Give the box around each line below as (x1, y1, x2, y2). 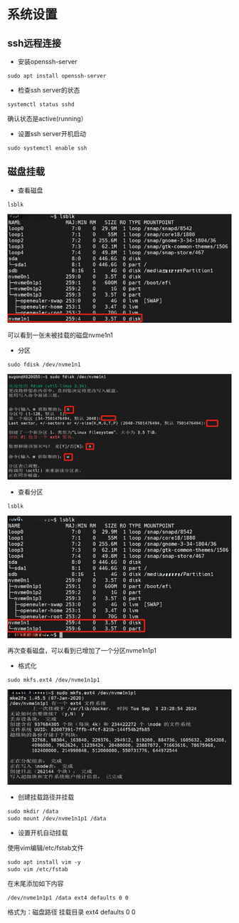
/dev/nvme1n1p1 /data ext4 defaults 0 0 (7, 894, 129, 902)
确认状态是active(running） (7, 115, 87, 123)
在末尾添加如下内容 (7, 879, 64, 887)
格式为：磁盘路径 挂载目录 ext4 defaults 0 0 (7, 907, 136, 916)
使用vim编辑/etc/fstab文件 (7, 843, 84, 852)
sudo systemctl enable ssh (7, 145, 87, 152)
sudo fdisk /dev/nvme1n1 (7, 361, 81, 368)
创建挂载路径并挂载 (17, 793, 75, 801)
